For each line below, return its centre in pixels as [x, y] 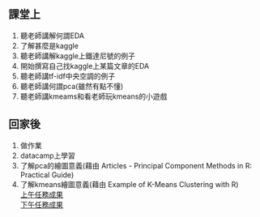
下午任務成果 [41, 204]
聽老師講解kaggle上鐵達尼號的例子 [78, 56]
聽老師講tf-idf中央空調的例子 [68, 76]
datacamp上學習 [47, 155]
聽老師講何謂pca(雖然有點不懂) [72, 86]
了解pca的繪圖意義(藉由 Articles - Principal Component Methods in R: [136, 165]
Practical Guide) [47, 174]
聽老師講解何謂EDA [52, 36]
